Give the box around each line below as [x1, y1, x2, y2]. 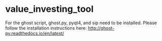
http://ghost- [87, 25, 115, 31]
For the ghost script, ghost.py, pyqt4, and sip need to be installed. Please [5, 20, 157, 26]
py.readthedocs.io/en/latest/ [5, 30, 65, 36]
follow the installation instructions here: [5, 25, 87, 31]
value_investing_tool [5, 3, 94, 15]
